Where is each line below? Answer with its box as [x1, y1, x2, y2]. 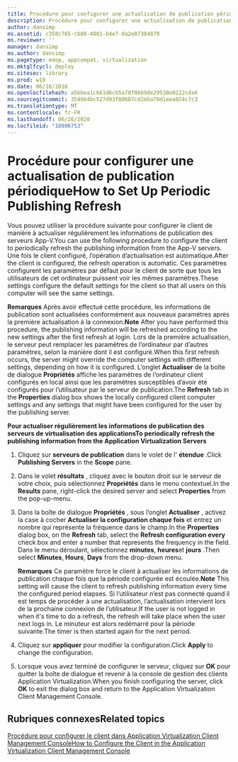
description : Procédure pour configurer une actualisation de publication [7, 17, 233, 24]
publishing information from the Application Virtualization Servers [7, 437, 207, 445]
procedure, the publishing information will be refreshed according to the [7, 325, 218, 334]
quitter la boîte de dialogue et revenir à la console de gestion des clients [17, 670, 228, 678]
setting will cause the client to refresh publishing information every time [17, 582, 227, 591]
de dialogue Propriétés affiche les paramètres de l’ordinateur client [7, 370, 203, 379]
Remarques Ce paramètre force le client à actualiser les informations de [17, 567, 229, 576]
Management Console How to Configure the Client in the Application [7, 739, 205, 748]
